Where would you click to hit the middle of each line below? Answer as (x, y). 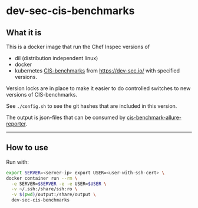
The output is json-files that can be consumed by (66, 117)
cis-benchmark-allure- (154, 117)
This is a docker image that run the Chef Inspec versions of (78, 47)
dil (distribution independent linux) (56, 58)
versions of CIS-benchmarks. (42, 95)
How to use (27, 148)
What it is (24, 33)
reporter (16, 124)
